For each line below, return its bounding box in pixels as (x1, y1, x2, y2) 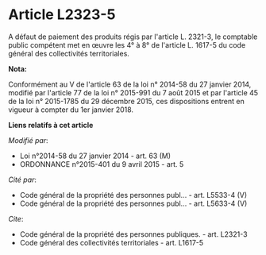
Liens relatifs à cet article (8, 120, 94, 129)
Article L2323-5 (8, 6, 116, 24)
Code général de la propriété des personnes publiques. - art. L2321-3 (19, 229, 248, 239)
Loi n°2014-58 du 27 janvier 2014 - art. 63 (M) (19, 151, 172, 160)
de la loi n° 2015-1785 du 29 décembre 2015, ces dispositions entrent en (8, 96, 245, 106)
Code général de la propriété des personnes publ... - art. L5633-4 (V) (19, 199, 248, 208)
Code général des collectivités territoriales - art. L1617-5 (19, 238, 204, 247)
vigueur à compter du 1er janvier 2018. (8, 105, 133, 114)
